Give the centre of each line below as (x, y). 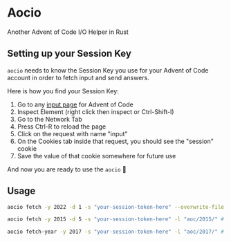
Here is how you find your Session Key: (63, 91)
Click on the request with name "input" (72, 133)
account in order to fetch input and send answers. (78, 77)
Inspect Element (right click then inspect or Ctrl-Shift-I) (95, 111)
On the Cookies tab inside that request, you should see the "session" (115, 141)
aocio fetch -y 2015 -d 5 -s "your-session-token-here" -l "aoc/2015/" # (116, 219)
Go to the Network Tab (49, 119)
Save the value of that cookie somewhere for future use (96, 156)
